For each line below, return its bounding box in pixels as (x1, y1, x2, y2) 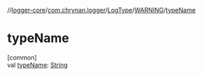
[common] (7, 53, 37, 61)
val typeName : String (7, 61, 68, 69)
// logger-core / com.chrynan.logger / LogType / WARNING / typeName (7, 6, 196, 14)
